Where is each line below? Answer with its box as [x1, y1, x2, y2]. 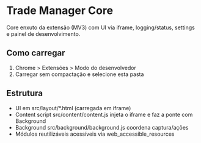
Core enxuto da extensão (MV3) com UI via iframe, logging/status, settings [6, 24, 196, 31]
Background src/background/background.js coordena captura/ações [15, 124, 189, 131]
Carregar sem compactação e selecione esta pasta [15, 71, 144, 78]
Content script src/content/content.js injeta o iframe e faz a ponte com [15, 111, 193, 118]
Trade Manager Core [6, 4, 114, 18]
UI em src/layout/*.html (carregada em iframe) [15, 104, 131, 111]
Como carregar [6, 48, 65, 58]
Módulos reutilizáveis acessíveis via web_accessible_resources [15, 130, 175, 138]
